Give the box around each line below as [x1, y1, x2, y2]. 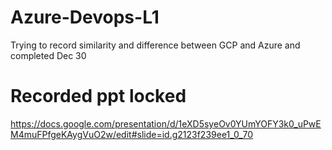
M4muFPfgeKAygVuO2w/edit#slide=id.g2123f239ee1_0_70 [10, 128, 254, 140]
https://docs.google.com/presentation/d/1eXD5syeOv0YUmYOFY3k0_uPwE [10, 117, 322, 130]
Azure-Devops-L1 [10, 6, 160, 29]
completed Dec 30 [10, 49, 87, 61]
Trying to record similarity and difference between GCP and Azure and [10, 39, 301, 51]
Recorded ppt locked [10, 85, 187, 108]
